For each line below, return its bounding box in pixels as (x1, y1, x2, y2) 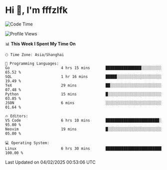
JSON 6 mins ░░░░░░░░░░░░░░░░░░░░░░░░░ (5, 100, 162, 105)
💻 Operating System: (5, 140, 50, 145)
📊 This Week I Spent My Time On (5, 40, 76, 46)
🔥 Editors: (5, 113, 28, 118)
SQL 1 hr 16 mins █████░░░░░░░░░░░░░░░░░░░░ (5, 74, 162, 79)
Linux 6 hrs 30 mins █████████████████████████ (5, 146, 162, 151)
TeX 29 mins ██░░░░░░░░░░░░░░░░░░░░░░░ (5, 82, 162, 88)
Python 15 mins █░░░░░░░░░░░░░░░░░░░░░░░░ (5, 91, 162, 96)
